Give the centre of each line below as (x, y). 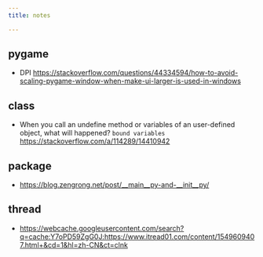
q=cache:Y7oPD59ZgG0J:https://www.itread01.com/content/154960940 (137, 237)
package (30, 166)
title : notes (29, 15)
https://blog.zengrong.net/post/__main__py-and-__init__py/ (114, 185)
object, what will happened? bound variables (92, 133)
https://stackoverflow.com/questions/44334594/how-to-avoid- (135, 73)
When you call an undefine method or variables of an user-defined (127, 125)
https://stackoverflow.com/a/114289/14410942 (95, 141)
